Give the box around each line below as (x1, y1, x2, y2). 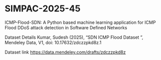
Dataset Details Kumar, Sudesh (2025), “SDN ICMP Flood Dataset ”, (4, 34, 143, 40)
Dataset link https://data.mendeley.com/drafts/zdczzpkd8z (4, 49, 126, 55)
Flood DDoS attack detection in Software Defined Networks (4, 24, 127, 30)
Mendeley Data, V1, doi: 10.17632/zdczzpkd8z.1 (4, 39, 102, 45)
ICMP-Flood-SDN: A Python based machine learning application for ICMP (4, 19, 156, 25)
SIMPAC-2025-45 (4, 3, 81, 14)
